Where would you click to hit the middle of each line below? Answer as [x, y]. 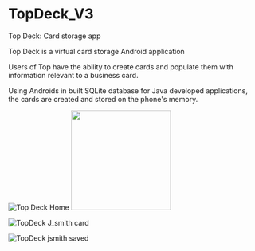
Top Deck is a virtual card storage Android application [96, 51]
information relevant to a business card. [73, 75]
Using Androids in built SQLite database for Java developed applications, [128, 90]
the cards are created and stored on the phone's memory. [103, 99]
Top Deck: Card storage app [55, 36]
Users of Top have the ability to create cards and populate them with [121, 67]
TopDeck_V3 [51, 14]
